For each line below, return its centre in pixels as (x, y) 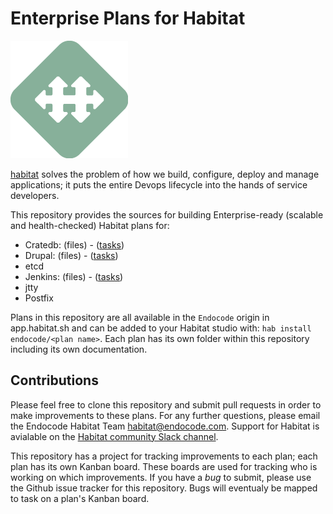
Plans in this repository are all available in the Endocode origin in (140, 317)
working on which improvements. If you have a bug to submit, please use (161, 477)
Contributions (54, 380)
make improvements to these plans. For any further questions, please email (165, 415)
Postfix (39, 298)
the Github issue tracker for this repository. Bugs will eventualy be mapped (164, 488)
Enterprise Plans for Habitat (128, 18)
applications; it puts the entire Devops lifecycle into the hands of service (159, 184)
